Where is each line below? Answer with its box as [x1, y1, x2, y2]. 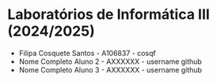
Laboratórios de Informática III [7, 6, 211, 24]
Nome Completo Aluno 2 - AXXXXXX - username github [18, 57, 203, 66]
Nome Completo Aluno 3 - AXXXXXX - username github [18, 65, 203, 74]
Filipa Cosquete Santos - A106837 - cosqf [18, 48, 156, 58]
